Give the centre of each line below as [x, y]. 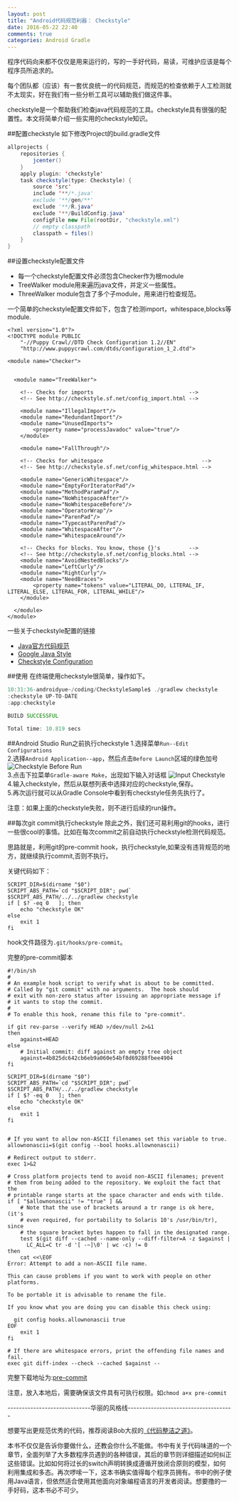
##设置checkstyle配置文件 [46, 261]
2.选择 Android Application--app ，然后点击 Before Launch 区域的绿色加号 [113, 758]
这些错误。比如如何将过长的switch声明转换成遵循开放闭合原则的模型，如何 [117, 1463]
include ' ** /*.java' [63, 194]
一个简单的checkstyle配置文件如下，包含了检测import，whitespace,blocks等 [119, 309]
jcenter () [47, 160]
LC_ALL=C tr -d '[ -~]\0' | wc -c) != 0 [87, 1245]
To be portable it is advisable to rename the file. [87, 1295]
